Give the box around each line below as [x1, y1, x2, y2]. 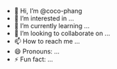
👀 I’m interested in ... [13, 14, 74, 23]
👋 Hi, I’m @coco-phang [13, 7, 83, 15]
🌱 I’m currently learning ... [13, 22, 90, 30]
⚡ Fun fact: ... [13, 55, 53, 63]
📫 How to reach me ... [13, 37, 80, 45]
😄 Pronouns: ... [13, 47, 60, 56]
